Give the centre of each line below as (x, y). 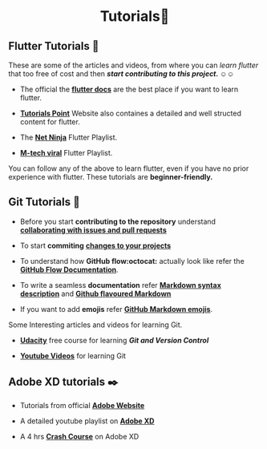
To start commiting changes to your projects (95, 245)
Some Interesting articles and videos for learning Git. (95, 325)
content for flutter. (50, 122)
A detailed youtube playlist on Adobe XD (87, 421)
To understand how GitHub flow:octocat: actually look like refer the (132, 261)
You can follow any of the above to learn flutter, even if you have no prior (129, 168)
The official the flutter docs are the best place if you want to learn (129, 89)
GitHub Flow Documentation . (69, 269)
